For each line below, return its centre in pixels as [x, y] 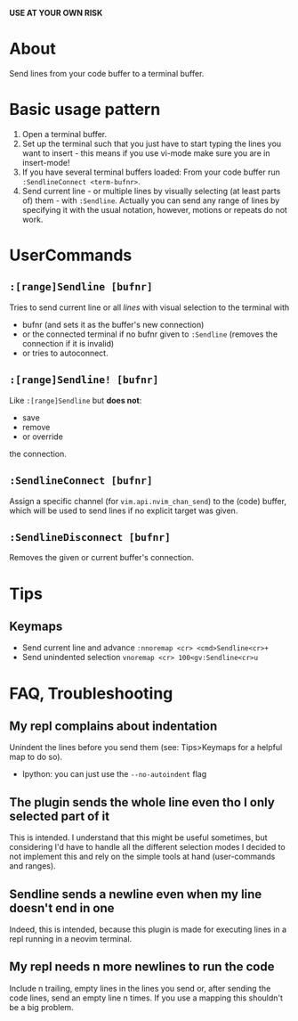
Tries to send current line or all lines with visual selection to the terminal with [149, 307]
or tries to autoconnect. [65, 353]
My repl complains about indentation [113, 726]
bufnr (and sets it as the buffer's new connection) [113, 324]
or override [43, 437]
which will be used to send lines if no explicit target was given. [124, 510]
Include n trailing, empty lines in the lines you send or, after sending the [140, 988]
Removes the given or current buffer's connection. [101, 558]
